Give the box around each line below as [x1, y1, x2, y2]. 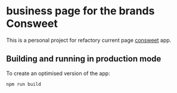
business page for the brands [6, 4, 155, 18]
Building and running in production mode [6, 54, 162, 64]
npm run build [6, 81, 42, 87]
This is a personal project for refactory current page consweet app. [6, 36, 172, 44]
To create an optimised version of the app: [6, 70, 110, 77]
